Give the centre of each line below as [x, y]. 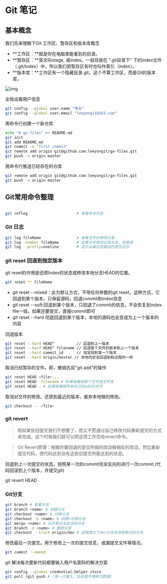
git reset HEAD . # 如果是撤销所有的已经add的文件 [54, 386]
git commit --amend [25, 553]
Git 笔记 [21, 10]
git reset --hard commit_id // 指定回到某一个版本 [61, 353]
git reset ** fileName [29, 282]
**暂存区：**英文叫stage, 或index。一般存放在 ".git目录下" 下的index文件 [87, 60]
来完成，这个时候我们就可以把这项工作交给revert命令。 [74, 436]
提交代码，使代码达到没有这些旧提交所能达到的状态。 [72, 453]
